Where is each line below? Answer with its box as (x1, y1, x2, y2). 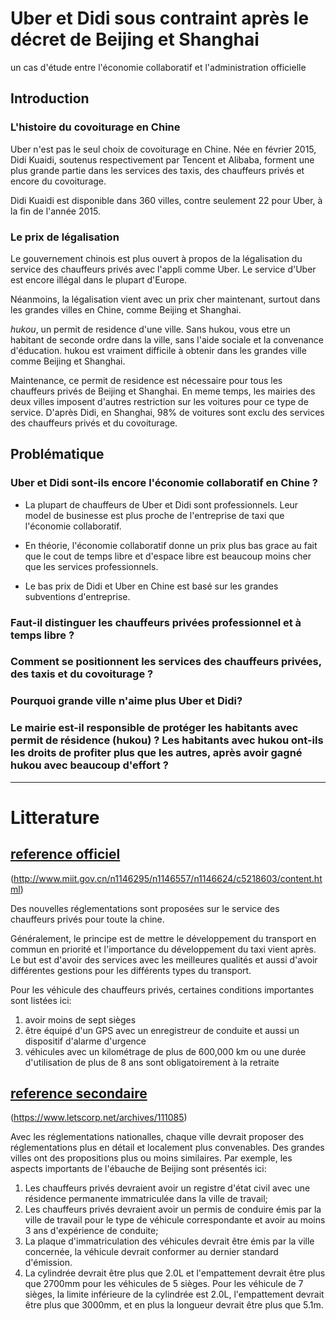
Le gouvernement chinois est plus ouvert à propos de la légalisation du (10, 252, 303, 264)
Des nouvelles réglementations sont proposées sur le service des (10, 902, 280, 914)
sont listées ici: (10, 994, 72, 1006)
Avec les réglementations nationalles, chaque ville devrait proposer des (10, 1131, 305, 1143)
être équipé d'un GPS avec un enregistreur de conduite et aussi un (24, 1024, 300, 1036)
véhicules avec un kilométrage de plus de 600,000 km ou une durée (24, 1045, 307, 1057)
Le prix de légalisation (10, 230, 120, 244)
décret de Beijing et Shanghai (10, 28, 260, 51)
